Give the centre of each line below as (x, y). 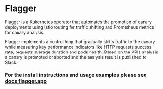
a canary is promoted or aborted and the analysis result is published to (76, 57)
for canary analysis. (25, 32)
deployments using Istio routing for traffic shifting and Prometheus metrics (80, 27)
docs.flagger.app (26, 81)
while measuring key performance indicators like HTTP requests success (78, 47)
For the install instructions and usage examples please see (76, 75)
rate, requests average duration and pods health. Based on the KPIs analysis (81, 52)
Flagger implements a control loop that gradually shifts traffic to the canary (80, 41)
